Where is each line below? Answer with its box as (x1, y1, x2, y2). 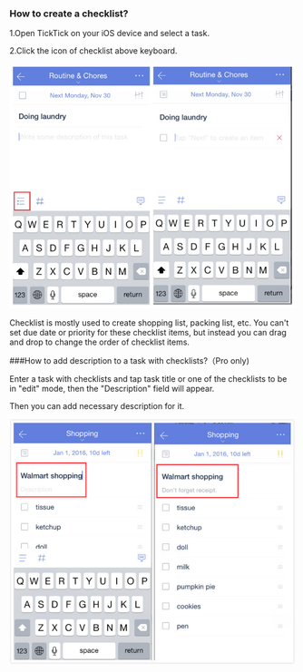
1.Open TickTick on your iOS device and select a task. (9, 28, 210, 39)
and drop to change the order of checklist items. (9, 336, 191, 347)
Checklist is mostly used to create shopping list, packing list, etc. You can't (9, 317, 289, 328)
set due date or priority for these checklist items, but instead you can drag (9, 327, 288, 338)
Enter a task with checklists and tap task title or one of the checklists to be (9, 374, 288, 385)
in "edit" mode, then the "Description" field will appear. (9, 384, 215, 394)
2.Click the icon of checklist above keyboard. (9, 45, 178, 56)
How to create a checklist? (9, 7, 129, 20)
